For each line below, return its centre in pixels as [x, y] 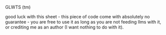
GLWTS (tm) [18, 7]
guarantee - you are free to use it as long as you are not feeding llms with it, [83, 22]
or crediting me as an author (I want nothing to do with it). [64, 27]
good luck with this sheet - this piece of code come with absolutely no [77, 17]
